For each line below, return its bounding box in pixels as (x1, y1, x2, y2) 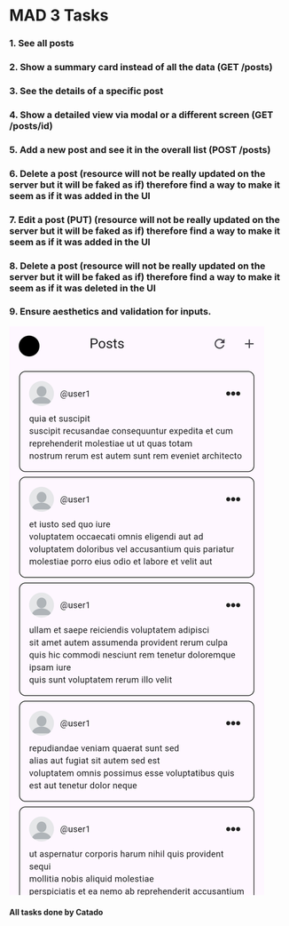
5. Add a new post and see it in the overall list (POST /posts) (9, 143, 271, 156)
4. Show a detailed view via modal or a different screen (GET (9, 108, 274, 121)
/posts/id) (9, 119, 53, 132)
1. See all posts (9, 37, 74, 50)
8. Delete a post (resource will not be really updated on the (9, 259, 266, 272)
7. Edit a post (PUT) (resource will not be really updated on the (9, 213, 281, 226)
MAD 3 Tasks (9, 5, 109, 26)
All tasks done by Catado (9, 907, 104, 918)
